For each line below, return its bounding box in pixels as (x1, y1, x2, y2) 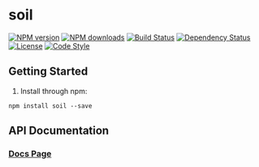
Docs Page (8, 148, 52, 160)
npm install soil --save (8, 101, 93, 110)
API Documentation (8, 124, 110, 138)
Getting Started (8, 65, 88, 79)
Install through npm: (19, 86, 88, 96)
